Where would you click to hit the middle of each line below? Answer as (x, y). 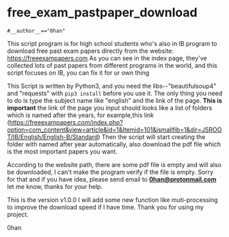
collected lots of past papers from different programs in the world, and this (112, 65)
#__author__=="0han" (37, 31)
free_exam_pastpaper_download (102, 13)
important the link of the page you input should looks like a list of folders (110, 108)
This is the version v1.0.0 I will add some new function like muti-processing (112, 199)
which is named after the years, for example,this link (81, 115)
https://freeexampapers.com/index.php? (66, 122)
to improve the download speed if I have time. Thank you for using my (105, 207)
